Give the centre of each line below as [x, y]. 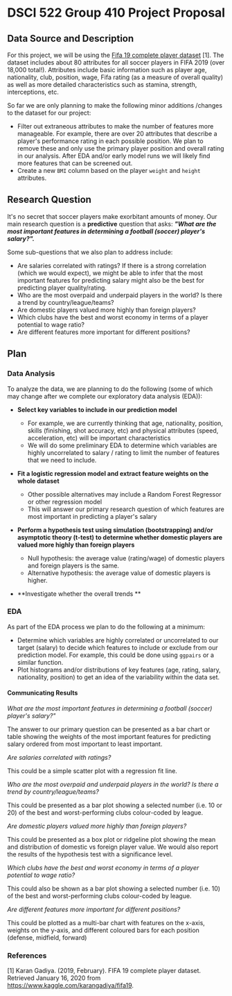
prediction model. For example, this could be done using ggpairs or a [116, 655]
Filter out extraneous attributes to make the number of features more [115, 126]
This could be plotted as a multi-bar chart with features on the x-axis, [106, 923]
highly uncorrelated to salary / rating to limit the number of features [124, 452]
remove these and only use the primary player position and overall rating [121, 148]
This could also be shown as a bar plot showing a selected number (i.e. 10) [114, 888]
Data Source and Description [71, 39]
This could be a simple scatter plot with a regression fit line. [92, 771]
